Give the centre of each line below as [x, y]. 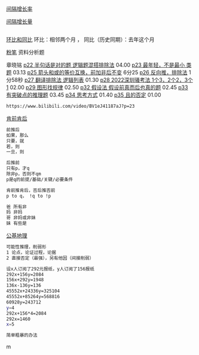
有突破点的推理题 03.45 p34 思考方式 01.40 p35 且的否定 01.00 [84, 95]
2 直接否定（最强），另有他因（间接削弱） [50, 258]
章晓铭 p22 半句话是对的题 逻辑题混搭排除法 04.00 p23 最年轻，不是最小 [96, 65]
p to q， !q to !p [29, 196]
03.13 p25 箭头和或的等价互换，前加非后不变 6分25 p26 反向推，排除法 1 [102, 72]
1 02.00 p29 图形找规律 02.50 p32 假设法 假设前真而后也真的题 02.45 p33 [97, 87]
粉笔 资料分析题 [25, 52]
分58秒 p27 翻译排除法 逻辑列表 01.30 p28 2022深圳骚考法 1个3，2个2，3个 [99, 80]
